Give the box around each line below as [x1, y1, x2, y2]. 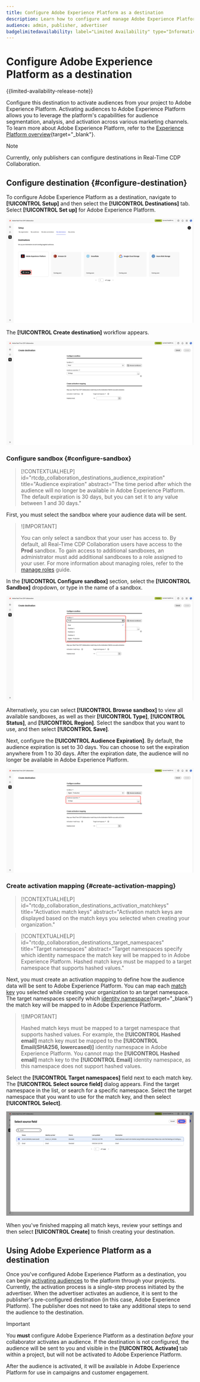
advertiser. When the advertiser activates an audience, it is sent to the [6, 1290, 178, 1297]
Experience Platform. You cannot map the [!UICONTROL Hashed [20, 1050, 180, 1057]
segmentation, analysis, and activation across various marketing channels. [6, 118, 189, 126]
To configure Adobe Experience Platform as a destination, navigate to [6, 194, 177, 200]
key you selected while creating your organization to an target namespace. [6, 988, 189, 995]
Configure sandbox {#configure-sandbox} [6, 454, 132, 463]
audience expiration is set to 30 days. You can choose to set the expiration [6, 743, 189, 750]
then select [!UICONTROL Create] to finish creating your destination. [6, 1228, 176, 1236]
